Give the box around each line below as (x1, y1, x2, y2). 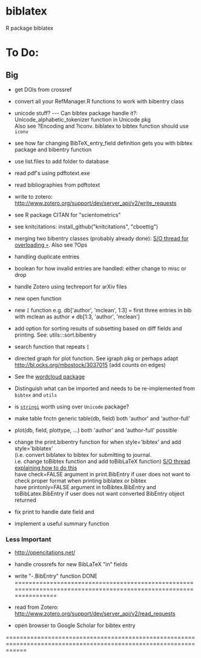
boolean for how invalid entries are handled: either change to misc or (14, 264, 187, 272)
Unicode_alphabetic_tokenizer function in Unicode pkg (14, 115, 151, 123)
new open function (14, 295, 62, 302)
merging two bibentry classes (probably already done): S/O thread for (14, 235, 189, 242)
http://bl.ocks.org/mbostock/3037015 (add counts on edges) (14, 361, 166, 368)
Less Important (5, 535, 51, 543)
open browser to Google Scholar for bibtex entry (14, 622, 136, 629)
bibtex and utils (14, 391, 58, 399)
